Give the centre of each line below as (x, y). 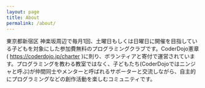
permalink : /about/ (31, 23)
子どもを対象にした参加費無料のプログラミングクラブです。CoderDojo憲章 (105, 49)
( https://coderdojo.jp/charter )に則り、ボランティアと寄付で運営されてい (98, 56)
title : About (23, 18)
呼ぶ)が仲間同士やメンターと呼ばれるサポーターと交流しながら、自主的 (106, 72)
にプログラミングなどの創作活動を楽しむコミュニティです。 (81, 79)
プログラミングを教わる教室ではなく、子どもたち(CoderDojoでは (98, 64)
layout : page (23, 12)
